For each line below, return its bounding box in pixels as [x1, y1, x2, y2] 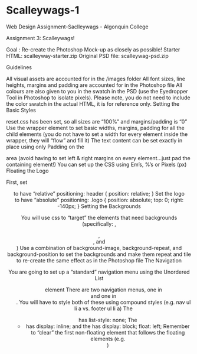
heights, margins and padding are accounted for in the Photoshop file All [6, 81, 183, 89]
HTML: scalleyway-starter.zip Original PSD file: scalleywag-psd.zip [6, 52, 169, 59]
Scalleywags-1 [6, 4, 80, 17]
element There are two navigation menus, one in [44, 286, 162, 293]
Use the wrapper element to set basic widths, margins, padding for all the [6, 124, 185, 131]
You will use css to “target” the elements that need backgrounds [21, 214, 178, 221]
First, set [6, 178, 28, 186]
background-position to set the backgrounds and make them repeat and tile [6, 251, 192, 258]
